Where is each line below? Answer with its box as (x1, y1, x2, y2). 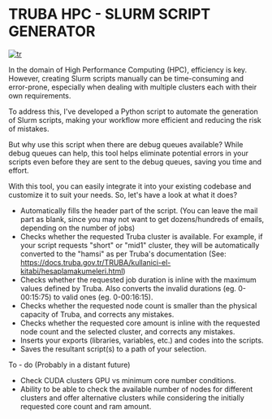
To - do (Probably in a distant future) (8, 360, 131, 369)
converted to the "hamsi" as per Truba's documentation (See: (19, 249, 227, 259)
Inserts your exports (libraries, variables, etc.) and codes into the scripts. (19, 335, 264, 345)
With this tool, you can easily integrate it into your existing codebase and (8, 181, 252, 191)
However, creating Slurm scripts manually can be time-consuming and (8, 73, 244, 83)
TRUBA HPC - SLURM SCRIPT (8, 5, 211, 24)
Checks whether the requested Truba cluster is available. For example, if (19, 231, 263, 241)
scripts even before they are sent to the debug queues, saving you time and (8, 156, 262, 167)
